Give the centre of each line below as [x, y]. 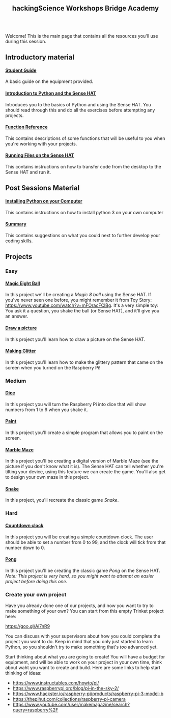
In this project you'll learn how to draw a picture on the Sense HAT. [75, 339]
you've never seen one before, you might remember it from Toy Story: [78, 300]
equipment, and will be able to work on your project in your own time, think [84, 662]
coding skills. [19, 241]
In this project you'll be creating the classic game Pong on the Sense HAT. [83, 570]
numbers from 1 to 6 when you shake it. [47, 410]
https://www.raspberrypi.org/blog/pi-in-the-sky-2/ [66, 688]
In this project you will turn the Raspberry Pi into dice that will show [76, 404]
